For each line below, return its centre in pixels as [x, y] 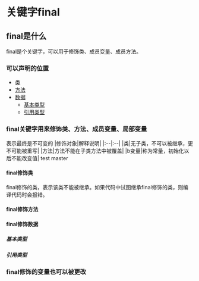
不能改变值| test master [40, 158]
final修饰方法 [22, 210]
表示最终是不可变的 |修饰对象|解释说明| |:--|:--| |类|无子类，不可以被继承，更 [99, 143]
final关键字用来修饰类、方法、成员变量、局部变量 [77, 129]
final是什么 [26, 36]
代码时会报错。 [29, 195]
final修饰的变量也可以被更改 [46, 272]
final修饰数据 [22, 224]
